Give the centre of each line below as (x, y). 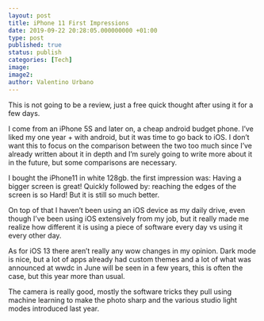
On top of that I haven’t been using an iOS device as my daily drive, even (127, 210)
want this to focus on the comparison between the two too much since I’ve (130, 145)
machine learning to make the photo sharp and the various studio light (123, 300)
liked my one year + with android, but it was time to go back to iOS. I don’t (129, 137)
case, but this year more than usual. (67, 276)
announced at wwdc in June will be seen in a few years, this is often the (126, 268)
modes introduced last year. (54, 308)
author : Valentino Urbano (51, 82)
